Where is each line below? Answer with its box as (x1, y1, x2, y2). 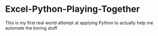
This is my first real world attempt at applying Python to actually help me (5, 20, 154, 26)
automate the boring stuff (5, 25, 58, 31)
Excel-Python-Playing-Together (5, 3, 140, 15)
